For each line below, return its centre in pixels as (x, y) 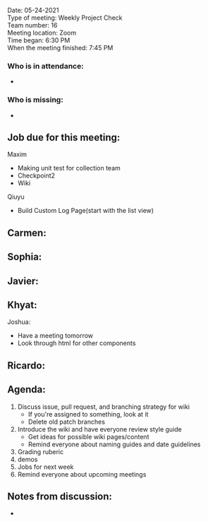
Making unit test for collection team (69, 168)
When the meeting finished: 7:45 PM (60, 48)
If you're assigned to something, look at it (88, 414)
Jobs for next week (45, 467)
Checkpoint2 (36, 175)
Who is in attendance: (45, 66)
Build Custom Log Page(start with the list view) (85, 211)
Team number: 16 (32, 25)
